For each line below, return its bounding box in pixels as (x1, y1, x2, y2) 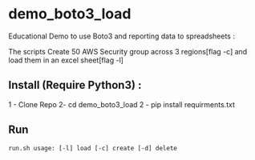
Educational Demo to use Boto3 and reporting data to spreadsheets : (8, 31, 235, 41)
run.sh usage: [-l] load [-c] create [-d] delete (8, 144, 178, 152)
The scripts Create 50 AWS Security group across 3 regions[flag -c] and (8, 46, 248, 56)
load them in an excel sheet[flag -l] (8, 55, 124, 65)
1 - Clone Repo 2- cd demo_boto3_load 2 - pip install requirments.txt (8, 99, 235, 109)
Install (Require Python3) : (8, 78, 142, 92)
